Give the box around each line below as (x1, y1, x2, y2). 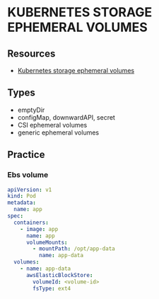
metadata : (7, 199, 37, 206)
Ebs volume (7, 170, 49, 180)
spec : (7, 213, 23, 220)
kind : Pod (7, 193, 37, 200)
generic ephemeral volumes (17, 128, 100, 137)
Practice (7, 149, 45, 161)
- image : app (20, 225, 59, 232)
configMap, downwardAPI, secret (17, 113, 115, 121)
